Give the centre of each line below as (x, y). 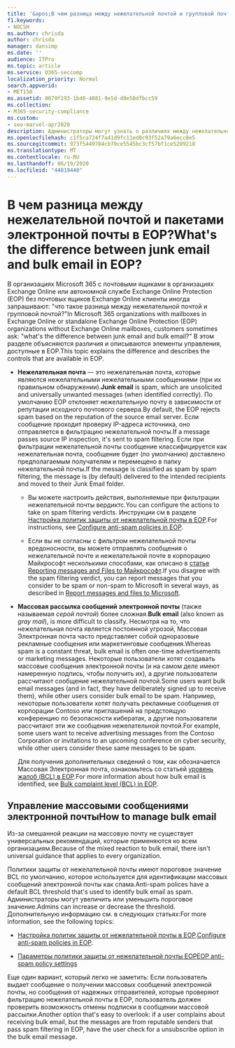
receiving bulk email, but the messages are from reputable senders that (110, 1022)
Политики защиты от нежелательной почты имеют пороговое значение (115, 869)
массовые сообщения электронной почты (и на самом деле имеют (119, 666)
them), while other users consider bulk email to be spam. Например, (116, 695)
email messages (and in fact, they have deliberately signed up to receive (122, 688)
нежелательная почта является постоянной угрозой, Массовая (112, 629)
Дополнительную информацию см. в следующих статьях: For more (107, 914)
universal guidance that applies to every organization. (85, 856)
